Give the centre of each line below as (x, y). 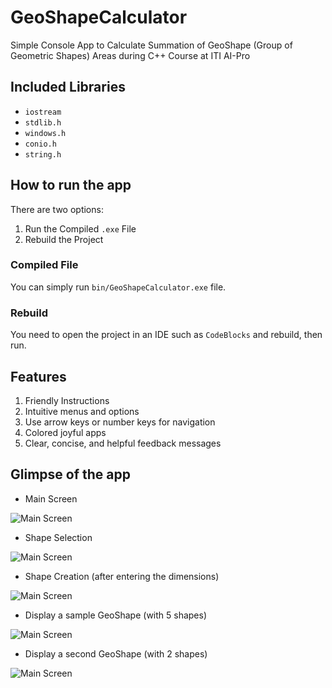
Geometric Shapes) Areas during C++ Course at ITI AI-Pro (130, 55)
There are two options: (57, 209)
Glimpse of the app (70, 474)
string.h (43, 154)
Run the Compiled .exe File (80, 228)
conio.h (40, 144)
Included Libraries (68, 87)
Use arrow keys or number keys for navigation (120, 422)
